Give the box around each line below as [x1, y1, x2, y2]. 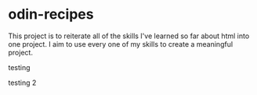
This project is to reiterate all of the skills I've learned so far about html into [8, 31, 250, 40]
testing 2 [8, 78, 37, 87]
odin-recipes [8, 5, 94, 23]
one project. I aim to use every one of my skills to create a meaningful [8, 39, 233, 48]
